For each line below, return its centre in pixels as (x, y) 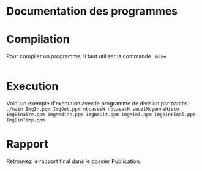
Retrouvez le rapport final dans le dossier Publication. (74, 161)
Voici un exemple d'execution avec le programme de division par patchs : (99, 104)
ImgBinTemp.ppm (26, 120)
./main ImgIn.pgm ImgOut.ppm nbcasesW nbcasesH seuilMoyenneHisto (93, 109)
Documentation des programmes (92, 11)
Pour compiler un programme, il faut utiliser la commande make (86, 56)
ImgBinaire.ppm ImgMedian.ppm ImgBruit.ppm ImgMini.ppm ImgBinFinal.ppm (101, 115)
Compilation (38, 40)
